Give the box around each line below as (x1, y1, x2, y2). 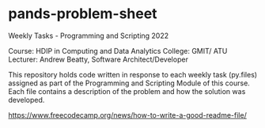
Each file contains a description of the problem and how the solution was (8, 86, 246, 96)
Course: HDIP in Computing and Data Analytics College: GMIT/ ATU (8, 46, 228, 55)
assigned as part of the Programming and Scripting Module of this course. (8, 78, 251, 88)
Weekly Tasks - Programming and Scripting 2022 (8, 31, 169, 40)
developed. (8, 95, 45, 104)
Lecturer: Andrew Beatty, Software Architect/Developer (8, 55, 188, 64)
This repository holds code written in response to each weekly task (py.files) (8, 70, 258, 79)
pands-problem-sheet (8, 5, 157, 23)
